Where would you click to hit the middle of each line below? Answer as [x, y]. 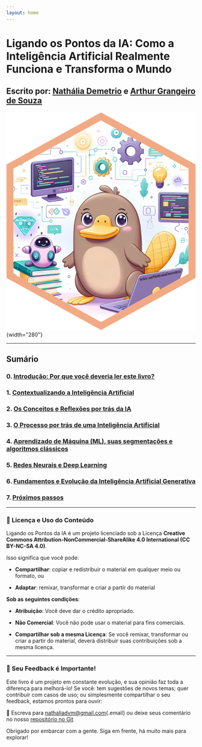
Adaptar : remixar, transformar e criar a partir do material [85, 588]
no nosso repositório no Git [40, 719]
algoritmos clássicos [37, 449]
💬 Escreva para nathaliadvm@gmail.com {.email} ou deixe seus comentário [99, 713]
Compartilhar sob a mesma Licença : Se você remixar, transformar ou [101, 635]
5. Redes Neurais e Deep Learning [57, 465]
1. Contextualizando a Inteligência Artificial [70, 393]
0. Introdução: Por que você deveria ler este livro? [81, 376]
